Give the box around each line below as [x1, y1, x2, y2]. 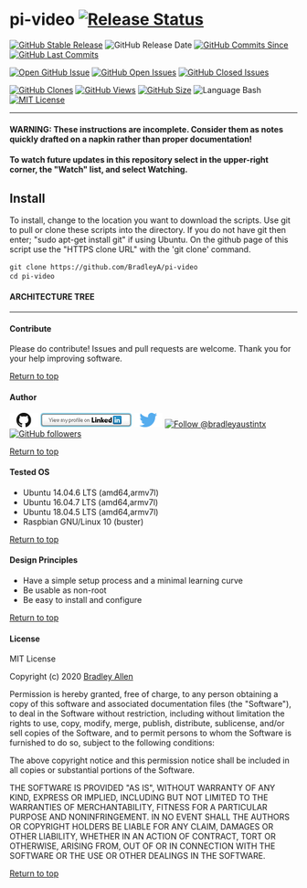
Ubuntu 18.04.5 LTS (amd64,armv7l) [22, 506, 159, 517]
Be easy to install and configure [22, 594, 143, 605]
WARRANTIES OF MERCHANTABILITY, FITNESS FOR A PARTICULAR [9, 802, 268, 813]
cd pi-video [9, 271, 55, 280]
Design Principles [9, 555, 79, 566]
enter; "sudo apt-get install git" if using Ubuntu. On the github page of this [9, 234, 289, 245]
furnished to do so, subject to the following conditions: [9, 737, 215, 748]
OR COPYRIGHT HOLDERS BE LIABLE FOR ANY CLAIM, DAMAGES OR [9, 821, 274, 832]
